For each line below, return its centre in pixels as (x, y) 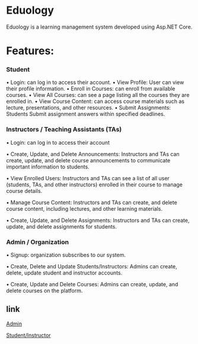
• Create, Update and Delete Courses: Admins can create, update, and (92, 284)
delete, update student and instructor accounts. (64, 273)
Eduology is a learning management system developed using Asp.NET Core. (99, 27)
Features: (30, 51)
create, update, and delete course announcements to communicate (88, 160)
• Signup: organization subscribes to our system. (66, 255)
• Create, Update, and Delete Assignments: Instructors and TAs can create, (98, 220)
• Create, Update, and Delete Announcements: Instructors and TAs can (93, 154)
